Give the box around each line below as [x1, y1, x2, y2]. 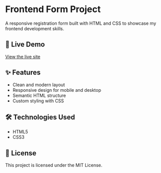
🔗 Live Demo [5, 40, 45, 49]
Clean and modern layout [12, 82, 65, 88]
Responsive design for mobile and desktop [12, 87, 102, 93]
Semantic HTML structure [12, 92, 66, 98]
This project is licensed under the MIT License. [5, 162, 103, 168]
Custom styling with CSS [12, 97, 64, 104]
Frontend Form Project [5, 4, 101, 15]
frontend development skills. [5, 25, 64, 31]
